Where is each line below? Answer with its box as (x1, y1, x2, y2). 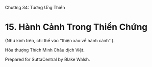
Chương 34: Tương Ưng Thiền (5, 5, 65, 10)
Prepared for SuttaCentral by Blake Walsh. (5, 56, 90, 62)
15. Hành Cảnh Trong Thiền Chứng (5, 22, 148, 33)
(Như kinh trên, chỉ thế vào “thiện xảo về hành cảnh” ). (5, 37, 115, 43)
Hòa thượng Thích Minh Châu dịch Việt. (5, 47, 85, 53)
